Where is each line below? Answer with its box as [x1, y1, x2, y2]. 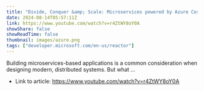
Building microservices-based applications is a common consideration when [6, 59, 197, 67]
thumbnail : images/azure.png [6, 37, 80, 43]
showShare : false [6, 25, 50, 32]
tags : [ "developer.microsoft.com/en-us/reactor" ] [6, 43, 135, 49]
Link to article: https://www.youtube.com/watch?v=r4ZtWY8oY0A [15, 77, 180, 85]
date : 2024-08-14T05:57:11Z [6, 15, 78, 21]
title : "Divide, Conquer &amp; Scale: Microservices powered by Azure [6, 8, 189, 15]
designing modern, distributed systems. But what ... [6, 66, 135, 73]
